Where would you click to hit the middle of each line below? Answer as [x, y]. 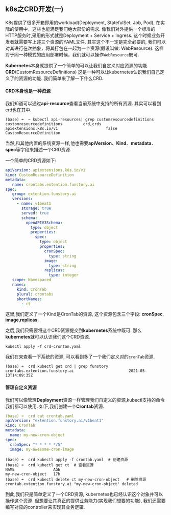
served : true [35, 213]
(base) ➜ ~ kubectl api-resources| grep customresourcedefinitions [80, 120]
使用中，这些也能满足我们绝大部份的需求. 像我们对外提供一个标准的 [85, 29]
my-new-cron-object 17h [33, 474]
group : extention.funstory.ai [44, 194]
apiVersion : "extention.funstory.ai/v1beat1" [54, 421]
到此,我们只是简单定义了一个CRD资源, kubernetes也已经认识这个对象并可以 [84, 494]
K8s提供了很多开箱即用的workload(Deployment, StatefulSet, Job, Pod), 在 [83, 23]
